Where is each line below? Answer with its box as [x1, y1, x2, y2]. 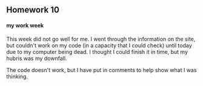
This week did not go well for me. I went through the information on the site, [6, 35, 196, 42]
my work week [6, 21, 44, 29]
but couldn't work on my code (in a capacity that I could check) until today [6, 42, 192, 49]
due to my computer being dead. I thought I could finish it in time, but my [6, 48, 188, 55]
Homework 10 [6, 5, 59, 15]
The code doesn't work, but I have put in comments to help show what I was [6, 66, 197, 73]
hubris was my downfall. [6, 55, 67, 62]
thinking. [6, 73, 28, 80]
